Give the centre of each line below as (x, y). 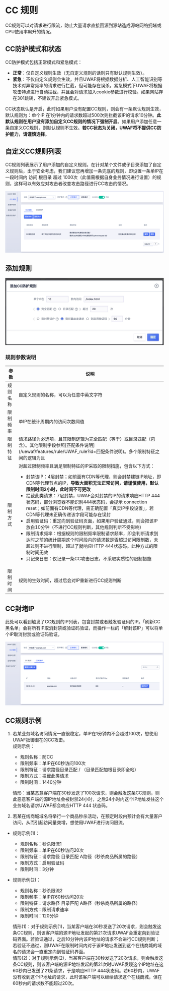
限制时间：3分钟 (37, 869)
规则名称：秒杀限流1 (41, 844)
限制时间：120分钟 (39, 916)
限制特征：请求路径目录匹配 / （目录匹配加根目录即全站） (79, 770)
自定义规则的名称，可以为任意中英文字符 (60, 394)
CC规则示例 (23, 720)
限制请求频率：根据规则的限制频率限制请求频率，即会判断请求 (90, 533)
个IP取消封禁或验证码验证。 (34, 634)
